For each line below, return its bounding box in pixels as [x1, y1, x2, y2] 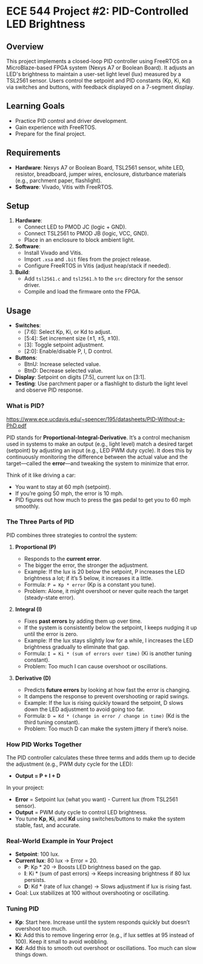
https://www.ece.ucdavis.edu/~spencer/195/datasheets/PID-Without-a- [6, 415, 185, 423]
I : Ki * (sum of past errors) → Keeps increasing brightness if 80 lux [24, 870, 191, 877]
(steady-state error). [24, 594, 76, 601]
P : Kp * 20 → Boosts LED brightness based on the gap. [24, 864, 162, 871]
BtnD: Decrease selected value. [24, 367, 103, 375]
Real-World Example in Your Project [6, 837, 113, 845]
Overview [6, 41, 44, 52]
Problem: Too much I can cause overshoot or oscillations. [24, 662, 168, 670]
